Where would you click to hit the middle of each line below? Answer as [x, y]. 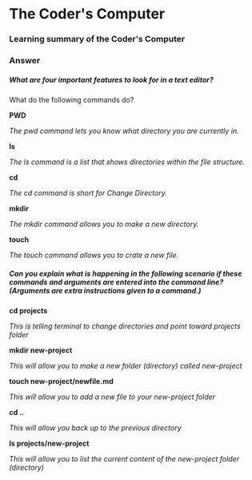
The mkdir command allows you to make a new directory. [104, 224]
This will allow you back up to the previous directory [96, 428]
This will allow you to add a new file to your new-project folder [112, 397]
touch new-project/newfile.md [62, 381]
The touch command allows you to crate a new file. [94, 255]
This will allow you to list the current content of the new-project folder [124, 458]
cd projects [28, 310]
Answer [25, 61]
